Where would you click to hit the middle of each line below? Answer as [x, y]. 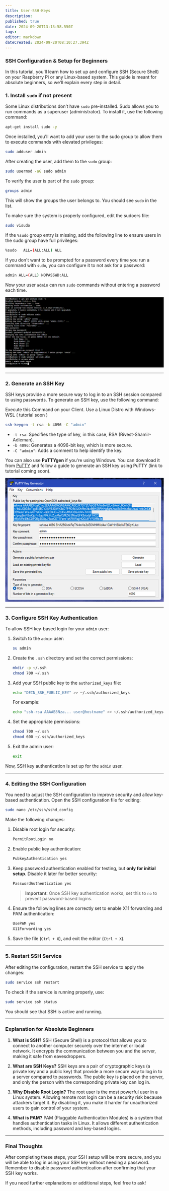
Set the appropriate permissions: [46, 722]
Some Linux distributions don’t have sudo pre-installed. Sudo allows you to [82, 106]
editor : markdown [23, 37]
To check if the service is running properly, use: [55, 992]
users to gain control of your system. [51, 1108]
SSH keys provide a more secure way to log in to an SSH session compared [83, 394]
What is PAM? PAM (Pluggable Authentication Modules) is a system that [87, 1117]
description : [19, 16]
